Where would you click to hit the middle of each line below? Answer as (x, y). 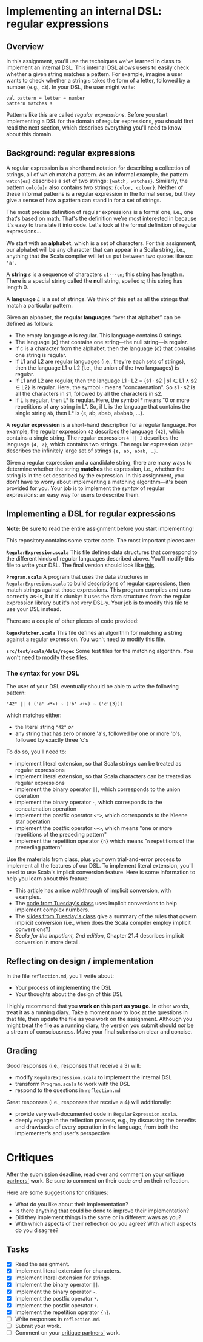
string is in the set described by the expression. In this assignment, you (95, 475)
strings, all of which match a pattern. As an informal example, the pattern (97, 174)
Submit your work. (38, 1326)
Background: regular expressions (71, 153)
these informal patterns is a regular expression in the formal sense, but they (101, 193)
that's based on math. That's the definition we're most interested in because (101, 218)
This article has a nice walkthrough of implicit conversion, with (93, 890)
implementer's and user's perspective (62, 1133)
